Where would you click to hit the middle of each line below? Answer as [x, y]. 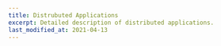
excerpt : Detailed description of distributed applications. [111, 23]
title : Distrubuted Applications [63, 15]
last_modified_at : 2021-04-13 [58, 30]
